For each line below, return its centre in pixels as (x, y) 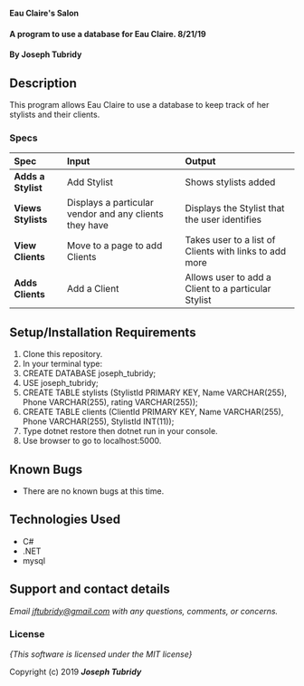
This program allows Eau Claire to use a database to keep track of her (139, 105)
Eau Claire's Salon (44, 13)
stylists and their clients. (55, 114)
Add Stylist (90, 182)
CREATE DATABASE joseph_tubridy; (89, 373)
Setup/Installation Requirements (103, 332)
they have (87, 226)
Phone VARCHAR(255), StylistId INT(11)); (98, 421)
